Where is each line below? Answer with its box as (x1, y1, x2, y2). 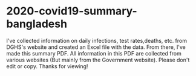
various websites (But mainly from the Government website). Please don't (6, 56, 190, 63)
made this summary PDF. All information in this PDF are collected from (6, 49, 181, 57)
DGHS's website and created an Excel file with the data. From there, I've (6, 43, 186, 51)
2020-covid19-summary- (6, 4, 137, 18)
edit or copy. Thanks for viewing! (6, 62, 88, 70)
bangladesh (6, 17, 68, 31)
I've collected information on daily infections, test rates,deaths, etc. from (6, 37, 188, 44)
